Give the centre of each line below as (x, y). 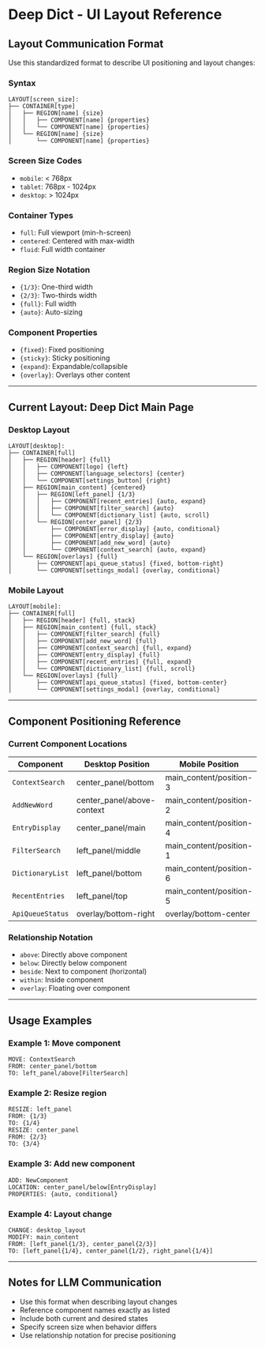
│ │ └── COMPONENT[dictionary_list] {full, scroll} (102, 669)
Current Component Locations (68, 744)
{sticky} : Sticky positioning (65, 358)
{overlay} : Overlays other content (75, 375)
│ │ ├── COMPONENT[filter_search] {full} (84, 634)
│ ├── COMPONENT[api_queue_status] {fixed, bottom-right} (116, 564)
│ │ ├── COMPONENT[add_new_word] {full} (82, 642)
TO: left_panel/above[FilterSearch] (68, 1073)
